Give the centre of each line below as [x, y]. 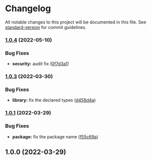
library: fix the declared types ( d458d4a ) [54, 100]
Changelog [28, 9]
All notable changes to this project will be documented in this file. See [76, 22]
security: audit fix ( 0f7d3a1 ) [41, 64]
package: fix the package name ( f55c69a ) [55, 137]
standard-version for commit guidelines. [46, 27]
